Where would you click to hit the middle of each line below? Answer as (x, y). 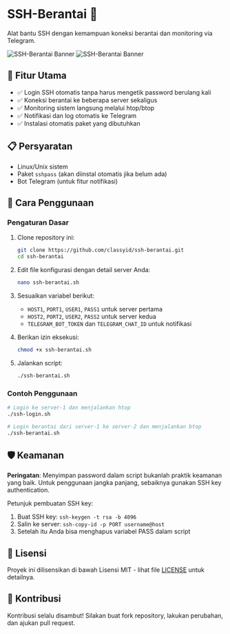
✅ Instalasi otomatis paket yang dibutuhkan (79, 123)
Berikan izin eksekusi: (48, 337)
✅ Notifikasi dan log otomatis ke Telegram (77, 115)
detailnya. (21, 577)
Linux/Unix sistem (43, 166)
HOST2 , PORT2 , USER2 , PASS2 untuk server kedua (92, 316)
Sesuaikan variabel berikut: (56, 296)
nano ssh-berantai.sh (48, 282)
